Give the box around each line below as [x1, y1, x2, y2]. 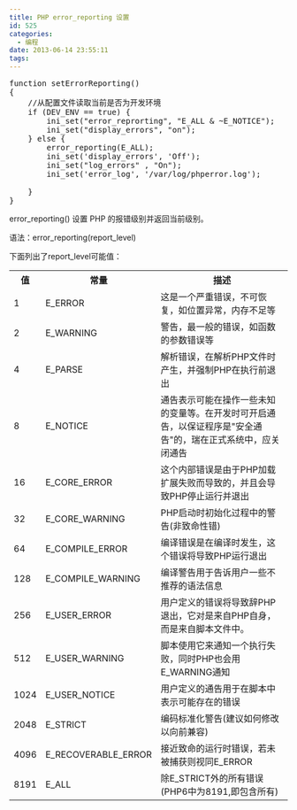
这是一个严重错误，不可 [160, 291, 258, 303]
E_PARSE [45, 364, 84, 375]
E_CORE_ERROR [45, 476, 113, 488]
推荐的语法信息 [160, 580, 223, 591]
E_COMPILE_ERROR [45, 543, 128, 554]
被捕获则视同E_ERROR [160, 756, 254, 768]
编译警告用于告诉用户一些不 [160, 567, 276, 578]
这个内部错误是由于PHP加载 [160, 464, 277, 475]
